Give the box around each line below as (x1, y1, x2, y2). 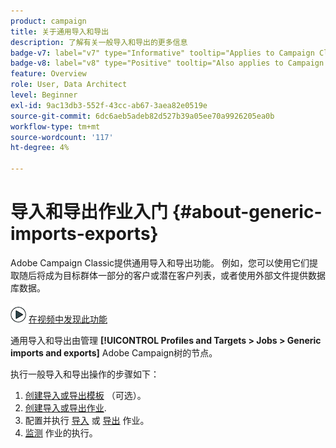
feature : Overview (10, 69, 87, 79)
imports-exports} (10, 223, 159, 245)
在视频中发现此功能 (28, 313, 108, 325)
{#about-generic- (171, 201, 323, 224)
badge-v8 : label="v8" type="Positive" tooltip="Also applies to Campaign (10, 58, 325, 69)
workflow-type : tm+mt (10, 121, 101, 132)
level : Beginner (10, 90, 78, 100)
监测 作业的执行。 (24, 426, 98, 439)
